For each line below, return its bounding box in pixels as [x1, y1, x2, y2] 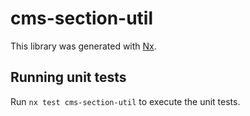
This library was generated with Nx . [10, 40, 157, 52]
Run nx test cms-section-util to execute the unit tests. [10, 95, 241, 107]
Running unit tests [10, 69, 127, 86]
